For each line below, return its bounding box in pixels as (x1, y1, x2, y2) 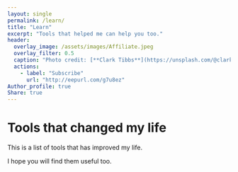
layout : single (7, 10, 52, 18)
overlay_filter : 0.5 (13, 50, 74, 57)
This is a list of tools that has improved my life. (7, 143, 143, 152)
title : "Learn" (7, 23, 52, 30)
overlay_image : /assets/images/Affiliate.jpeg (13, 43, 154, 50)
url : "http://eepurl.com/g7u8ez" (25, 76, 125, 84)
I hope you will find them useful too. (7, 157, 112, 166)
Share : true (7, 89, 42, 96)
